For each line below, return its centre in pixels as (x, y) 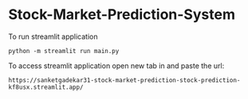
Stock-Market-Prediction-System (122, 15)
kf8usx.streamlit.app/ (46, 87)
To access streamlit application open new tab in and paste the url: (116, 66)
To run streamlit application (53, 36)
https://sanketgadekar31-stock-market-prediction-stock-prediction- (124, 80)
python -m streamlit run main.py (64, 51)
